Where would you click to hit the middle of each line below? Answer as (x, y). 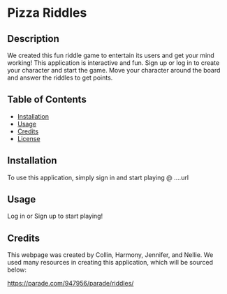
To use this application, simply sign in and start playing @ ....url (98, 177)
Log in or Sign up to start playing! (55, 216)
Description (33, 39)
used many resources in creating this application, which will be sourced (110, 263)
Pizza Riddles (47, 13)
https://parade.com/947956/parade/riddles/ (71, 284)
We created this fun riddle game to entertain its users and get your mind (111, 55)
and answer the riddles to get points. (60, 78)
